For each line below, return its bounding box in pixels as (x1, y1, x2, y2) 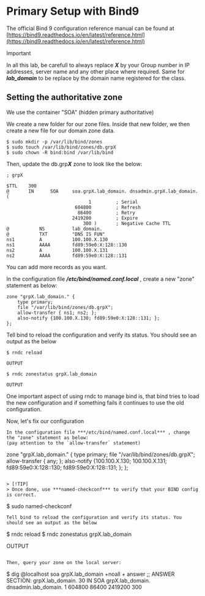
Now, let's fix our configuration (6, 417, 84, 424)
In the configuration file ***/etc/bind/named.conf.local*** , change (6, 429, 190, 435)
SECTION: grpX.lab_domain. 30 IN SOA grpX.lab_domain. (6, 576, 151, 584)
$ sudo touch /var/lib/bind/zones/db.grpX (6, 144, 116, 150)
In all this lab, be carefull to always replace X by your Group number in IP (6, 61, 190, 69)
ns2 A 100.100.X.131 (6, 247, 108, 253)
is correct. (6, 492, 37, 498)
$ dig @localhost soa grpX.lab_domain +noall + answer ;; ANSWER (6, 570, 175, 578)
